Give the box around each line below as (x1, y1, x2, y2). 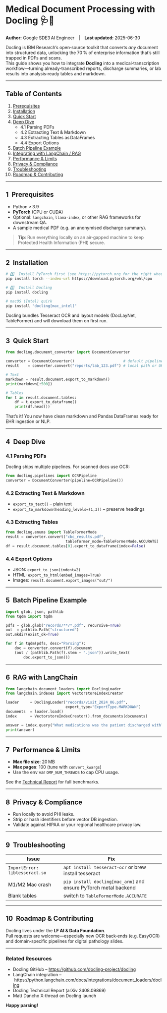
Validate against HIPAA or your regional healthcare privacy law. (12, 822, 142, 828)
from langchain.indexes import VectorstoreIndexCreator (5, 691, 123, 696)
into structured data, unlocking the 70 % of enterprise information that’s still (5, 50, 160, 56)
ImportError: (8, 865, 39, 871)
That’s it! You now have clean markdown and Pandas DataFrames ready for (5, 413, 159, 419)
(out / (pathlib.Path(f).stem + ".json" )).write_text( (14, 650, 130, 655)
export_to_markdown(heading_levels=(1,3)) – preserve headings (12, 506, 145, 512)
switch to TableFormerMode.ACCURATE (63, 892, 147, 899)
